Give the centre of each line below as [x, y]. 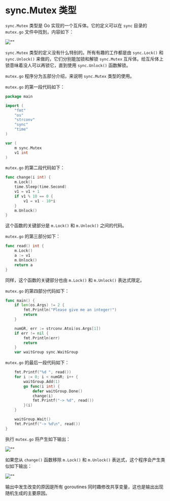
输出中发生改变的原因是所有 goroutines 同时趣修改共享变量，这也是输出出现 [84, 487]
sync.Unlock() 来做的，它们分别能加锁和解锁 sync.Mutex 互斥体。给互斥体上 [84, 58]
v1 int [21, 153]
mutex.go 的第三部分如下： [33, 237]
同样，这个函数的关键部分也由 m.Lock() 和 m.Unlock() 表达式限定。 [75, 280]
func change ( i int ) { [28, 178]
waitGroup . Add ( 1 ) [42, 381]
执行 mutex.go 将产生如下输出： [38, 439]
